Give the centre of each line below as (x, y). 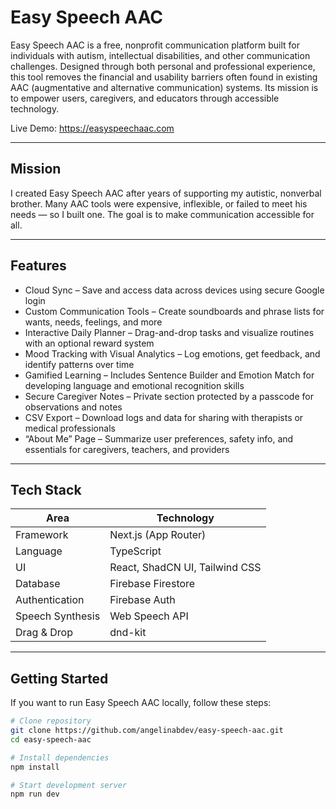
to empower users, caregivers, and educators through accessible (145, 98)
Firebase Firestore (152, 584)
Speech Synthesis (58, 616)
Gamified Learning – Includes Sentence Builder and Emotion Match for (169, 375)
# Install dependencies (60, 757)
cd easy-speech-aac (51, 739)
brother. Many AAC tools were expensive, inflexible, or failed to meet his (159, 203)
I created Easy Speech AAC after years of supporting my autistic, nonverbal (166, 193)
